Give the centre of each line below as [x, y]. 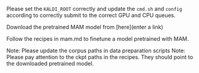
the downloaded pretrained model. [50, 64]
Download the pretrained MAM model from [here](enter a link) [85, 27]
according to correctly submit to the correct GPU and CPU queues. [91, 15]
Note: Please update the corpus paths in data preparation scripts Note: [96, 50]
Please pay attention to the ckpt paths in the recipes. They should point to [100, 57]
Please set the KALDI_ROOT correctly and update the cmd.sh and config [94, 9]
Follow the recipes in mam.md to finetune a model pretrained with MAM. [98, 39]
